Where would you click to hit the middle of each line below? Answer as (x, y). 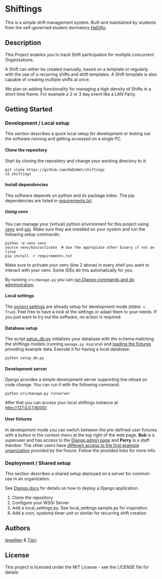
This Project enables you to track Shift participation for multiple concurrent (79, 54)
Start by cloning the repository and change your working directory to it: (76, 161)
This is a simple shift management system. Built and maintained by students (81, 22)
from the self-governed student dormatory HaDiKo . (56, 27)
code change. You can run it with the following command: (62, 385)
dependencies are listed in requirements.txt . (49, 201)
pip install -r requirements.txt (39, 256)
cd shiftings (18, 174)
